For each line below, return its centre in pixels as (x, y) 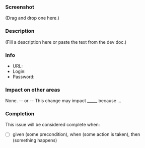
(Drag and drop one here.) (32, 18)
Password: (23, 77)
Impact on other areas (33, 90)
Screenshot (20, 7)
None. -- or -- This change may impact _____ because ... (63, 101)
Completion (20, 114)
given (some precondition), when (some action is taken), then (76, 134)
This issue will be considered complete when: (53, 125)
